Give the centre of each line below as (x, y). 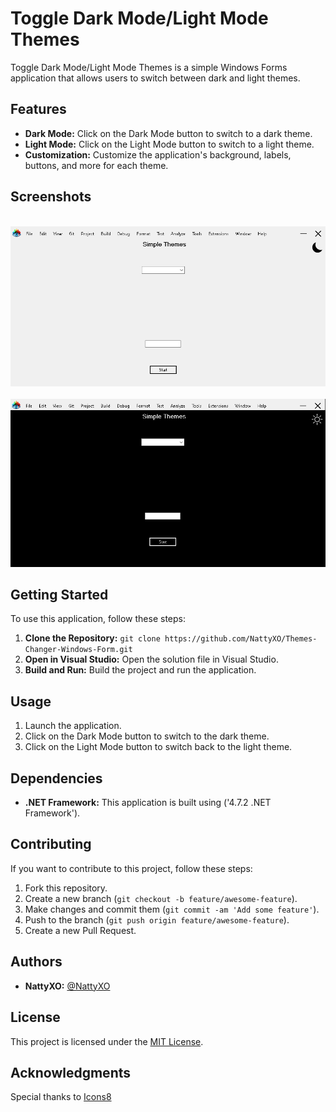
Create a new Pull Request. (80, 930)
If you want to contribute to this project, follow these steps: (131, 868)
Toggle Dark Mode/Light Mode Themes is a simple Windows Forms (149, 67)
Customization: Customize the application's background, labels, (158, 154)
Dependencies (56, 778)
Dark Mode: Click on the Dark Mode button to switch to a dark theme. (168, 133)
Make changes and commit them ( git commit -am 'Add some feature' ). (172, 909)
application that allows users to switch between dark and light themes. (155, 78)
